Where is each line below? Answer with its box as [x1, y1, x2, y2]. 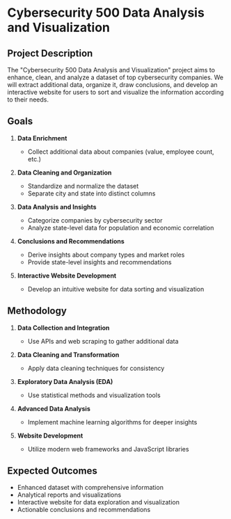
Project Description [7, 47, 93, 59]
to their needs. [7, 95, 49, 104]
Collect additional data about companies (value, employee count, [27, 147, 214, 156]
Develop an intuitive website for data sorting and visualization [27, 285, 205, 293]
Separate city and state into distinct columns [27, 189, 156, 198]
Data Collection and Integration [17, 324, 110, 332]
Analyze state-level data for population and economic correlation [27, 223, 214, 232]
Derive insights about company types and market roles [27, 250, 185, 259]
